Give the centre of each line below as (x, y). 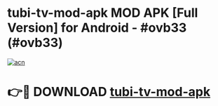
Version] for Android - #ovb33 (97, 28)
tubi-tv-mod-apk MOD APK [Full (103, 13)
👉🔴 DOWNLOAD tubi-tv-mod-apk (109, 92)
